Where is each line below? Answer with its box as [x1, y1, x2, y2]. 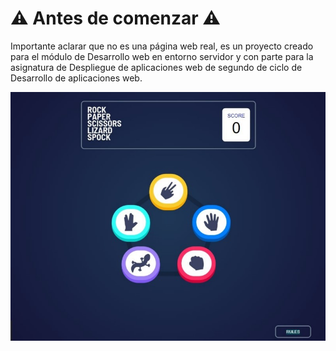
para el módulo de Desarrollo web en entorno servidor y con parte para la [10, 50, 314, 62]
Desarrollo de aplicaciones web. [10, 72, 143, 84]
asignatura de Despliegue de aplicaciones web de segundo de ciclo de [10, 61, 303, 73]
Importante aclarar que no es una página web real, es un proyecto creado [10, 40, 314, 52]
